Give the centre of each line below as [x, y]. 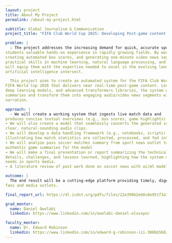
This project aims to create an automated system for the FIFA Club [84, 81]
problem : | [17, 43]
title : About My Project [32, 15]
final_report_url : [25, 195]
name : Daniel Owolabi [33, 209]
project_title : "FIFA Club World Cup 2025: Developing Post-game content [86, 34]
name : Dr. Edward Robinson [39, 228]
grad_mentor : [19, 204]
